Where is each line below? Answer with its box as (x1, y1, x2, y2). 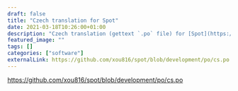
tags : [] (7, 43, 33, 50)
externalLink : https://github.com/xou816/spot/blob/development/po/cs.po (7, 56, 230, 63)
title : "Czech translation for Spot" (7, 17, 119, 24)
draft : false (7, 10, 46, 18)
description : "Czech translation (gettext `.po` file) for (7, 30, 186, 37)
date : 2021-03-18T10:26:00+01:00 (7, 23, 106, 30)
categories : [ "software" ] (7, 50, 84, 57)
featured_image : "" (7, 37, 65, 44)
